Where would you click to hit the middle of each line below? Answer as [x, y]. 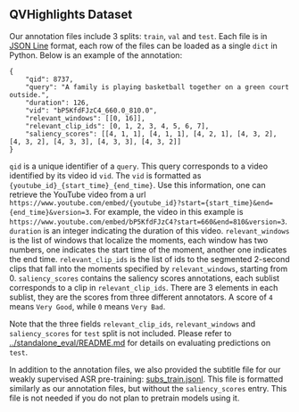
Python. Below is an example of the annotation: [96, 55]
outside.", [29, 95]
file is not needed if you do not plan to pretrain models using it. [125, 398]
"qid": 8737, [50, 79]
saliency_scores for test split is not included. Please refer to [120, 333]
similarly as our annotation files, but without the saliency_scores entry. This [148, 388]
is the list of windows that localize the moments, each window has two [139, 240]
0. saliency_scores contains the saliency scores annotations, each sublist [144, 278]
